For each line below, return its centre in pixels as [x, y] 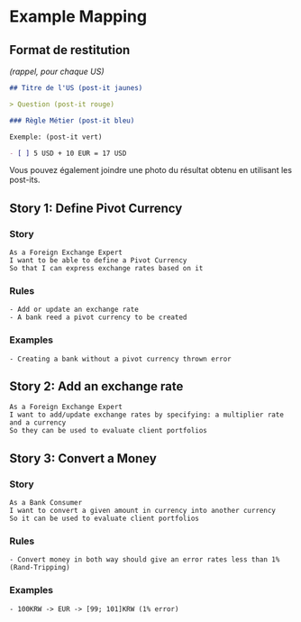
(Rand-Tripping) [40, 568]
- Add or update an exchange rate [74, 310]
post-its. [25, 180]
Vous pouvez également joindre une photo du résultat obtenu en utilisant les [151, 170]
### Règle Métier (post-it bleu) [72, 120]
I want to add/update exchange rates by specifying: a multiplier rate [146, 415]
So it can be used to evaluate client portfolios [105, 519]
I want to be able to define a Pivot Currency [98, 261]
